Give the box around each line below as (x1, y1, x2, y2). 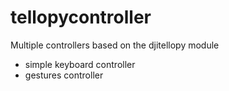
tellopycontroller (10, 6, 152, 29)
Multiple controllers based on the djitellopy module (10, 39, 220, 51)
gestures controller (24, 69, 104, 81)
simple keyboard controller (24, 58, 136, 70)
